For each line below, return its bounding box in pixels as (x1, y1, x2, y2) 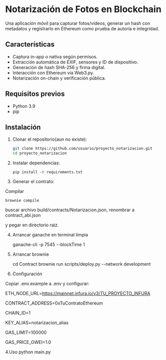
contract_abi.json (5, 212, 41, 218)
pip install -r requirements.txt (12, 170, 83, 175)
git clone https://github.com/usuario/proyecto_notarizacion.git (12, 146, 152, 151)
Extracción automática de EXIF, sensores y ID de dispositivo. (12, 59, 138, 65)
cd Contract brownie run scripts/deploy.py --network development (12, 261, 151, 267)
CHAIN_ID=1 (5, 310, 31, 316)
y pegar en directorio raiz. (5, 222, 59, 228)
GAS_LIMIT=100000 (5, 329, 47, 336)
